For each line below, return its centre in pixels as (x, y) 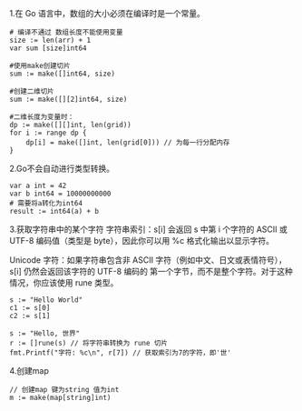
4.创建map (29, 371)
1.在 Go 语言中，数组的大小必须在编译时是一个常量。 (107, 13)
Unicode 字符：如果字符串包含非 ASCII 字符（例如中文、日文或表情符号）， (148, 260)
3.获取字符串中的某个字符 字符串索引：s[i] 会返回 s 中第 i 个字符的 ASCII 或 (149, 229)
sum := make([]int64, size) (63, 74)
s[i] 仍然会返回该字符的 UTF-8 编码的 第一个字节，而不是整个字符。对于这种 (151, 271)
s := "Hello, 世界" (45, 334)
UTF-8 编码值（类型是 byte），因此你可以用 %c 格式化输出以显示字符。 (142, 241)
